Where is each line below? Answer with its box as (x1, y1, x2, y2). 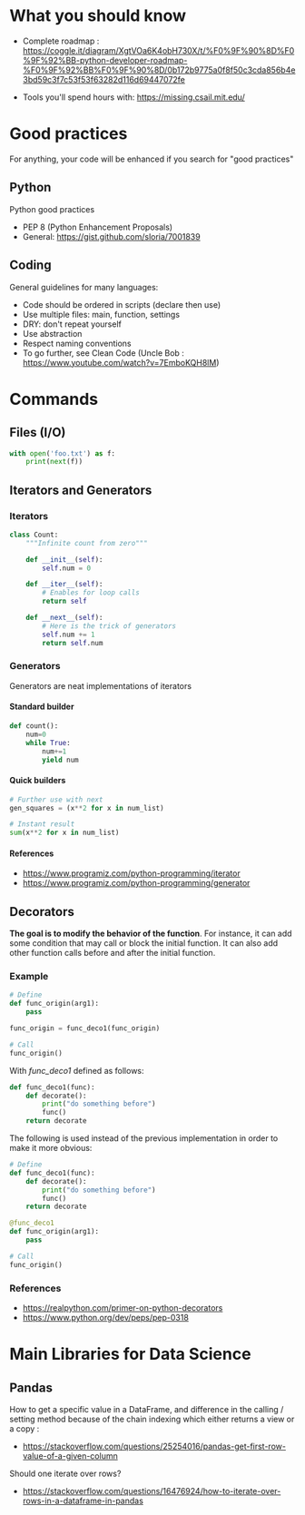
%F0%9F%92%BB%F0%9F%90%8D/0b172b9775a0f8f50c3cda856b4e (22, 64, 296, 75)
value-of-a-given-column (22, 1451, 118, 1461)
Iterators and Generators (9, 482, 152, 497)
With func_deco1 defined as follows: (9, 1065, 144, 1076)
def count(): (9, 722, 59, 731)
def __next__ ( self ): (25, 614, 103, 623)
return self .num (42, 638, 103, 647)
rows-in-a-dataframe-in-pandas (22, 1495, 143, 1506)
